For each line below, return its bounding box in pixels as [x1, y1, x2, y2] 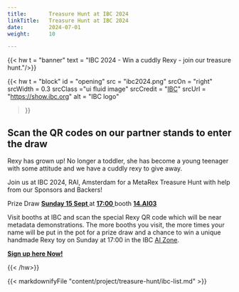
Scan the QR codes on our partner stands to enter [7, 126, 232, 139]
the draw [7, 138, 48, 150]
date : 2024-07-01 [7, 23, 81, 31]
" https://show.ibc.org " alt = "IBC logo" [7, 92, 119, 101]
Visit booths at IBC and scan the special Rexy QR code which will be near [7, 213, 222, 222]
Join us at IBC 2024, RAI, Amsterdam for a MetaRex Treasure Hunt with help [7, 178, 230, 187]
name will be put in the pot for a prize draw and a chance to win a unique [7, 228, 221, 237]
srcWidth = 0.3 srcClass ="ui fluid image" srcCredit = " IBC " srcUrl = [7, 85, 206, 93]
